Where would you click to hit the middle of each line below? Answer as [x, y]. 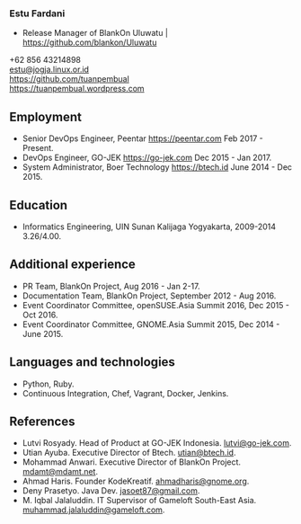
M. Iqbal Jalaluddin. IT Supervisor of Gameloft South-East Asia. [139, 501]
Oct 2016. [40, 315]
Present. [38, 148]
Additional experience [73, 265]
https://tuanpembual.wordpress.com [77, 89]
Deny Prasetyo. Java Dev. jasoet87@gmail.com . [111, 491]
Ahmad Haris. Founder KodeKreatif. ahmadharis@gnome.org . [136, 481]
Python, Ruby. [48, 384]
